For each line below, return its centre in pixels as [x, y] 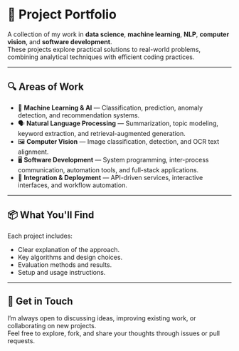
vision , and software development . [60, 41]
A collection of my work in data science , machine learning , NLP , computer [118, 34]
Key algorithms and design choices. [70, 257]
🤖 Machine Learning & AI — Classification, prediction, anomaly [110, 108]
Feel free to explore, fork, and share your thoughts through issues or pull [114, 333]
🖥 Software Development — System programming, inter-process [113, 159]
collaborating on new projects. [52, 326]
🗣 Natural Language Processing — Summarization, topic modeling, [118, 123]
